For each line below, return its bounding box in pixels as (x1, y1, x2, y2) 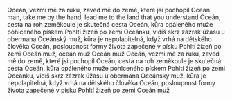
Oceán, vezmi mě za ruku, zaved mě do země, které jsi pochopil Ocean (7, 6, 210, 14)
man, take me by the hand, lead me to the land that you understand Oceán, (7, 13, 221, 21)
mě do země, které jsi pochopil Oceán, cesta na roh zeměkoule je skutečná (7, 57, 222, 65)
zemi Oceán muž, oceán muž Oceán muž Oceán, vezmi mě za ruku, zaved (7, 49, 220, 58)
